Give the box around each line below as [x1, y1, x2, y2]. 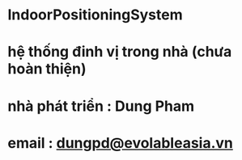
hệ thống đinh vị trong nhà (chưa [7, 43, 232, 61]
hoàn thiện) [7, 60, 87, 78]
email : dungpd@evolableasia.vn [7, 133, 234, 152]
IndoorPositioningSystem [7, 6, 183, 24]
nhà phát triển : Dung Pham [7, 97, 195, 115]
